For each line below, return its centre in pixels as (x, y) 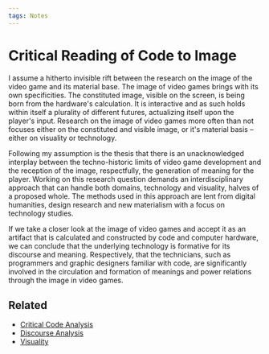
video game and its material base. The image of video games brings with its (133, 86)
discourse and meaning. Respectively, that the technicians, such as (120, 254)
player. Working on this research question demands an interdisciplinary (126, 179)
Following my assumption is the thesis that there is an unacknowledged (126, 153)
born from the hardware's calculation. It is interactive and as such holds (127, 103)
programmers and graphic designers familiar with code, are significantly (128, 263)
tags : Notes (28, 16)
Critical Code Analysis (57, 325)
